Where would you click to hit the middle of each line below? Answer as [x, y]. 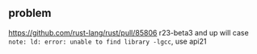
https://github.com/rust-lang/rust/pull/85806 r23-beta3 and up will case [128, 32]
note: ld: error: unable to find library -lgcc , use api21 [107, 41]
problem [30, 13]
